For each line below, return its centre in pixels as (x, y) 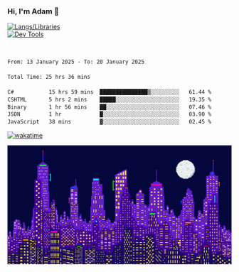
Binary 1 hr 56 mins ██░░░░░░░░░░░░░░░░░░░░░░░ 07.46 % (110, 107)
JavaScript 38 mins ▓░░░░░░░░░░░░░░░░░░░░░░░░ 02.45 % (110, 122)
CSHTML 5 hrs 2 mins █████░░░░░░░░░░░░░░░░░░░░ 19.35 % (110, 99)
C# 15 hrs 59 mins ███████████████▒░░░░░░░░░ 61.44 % (110, 92)
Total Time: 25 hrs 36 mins (49, 77)
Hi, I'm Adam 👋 (33, 11)
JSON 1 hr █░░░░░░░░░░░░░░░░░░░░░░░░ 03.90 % (110, 114)
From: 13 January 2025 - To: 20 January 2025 (76, 62)
